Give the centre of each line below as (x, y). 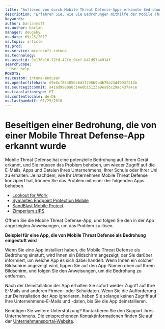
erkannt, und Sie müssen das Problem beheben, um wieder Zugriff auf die (80, 165)
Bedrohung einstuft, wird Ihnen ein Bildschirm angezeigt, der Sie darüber (79, 255)
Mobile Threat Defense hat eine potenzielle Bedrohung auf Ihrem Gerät (77, 160)
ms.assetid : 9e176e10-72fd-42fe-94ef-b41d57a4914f (58, 60)
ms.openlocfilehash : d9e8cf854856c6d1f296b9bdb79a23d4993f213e (71, 82)
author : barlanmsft (25, 23)
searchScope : (18, 64)
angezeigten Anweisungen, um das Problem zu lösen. (59, 226)
